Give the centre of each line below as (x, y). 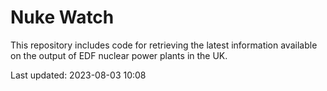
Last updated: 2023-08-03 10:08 (78, 75)
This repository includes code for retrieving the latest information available (164, 45)
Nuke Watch (62, 17)
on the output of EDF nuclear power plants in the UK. (119, 55)
